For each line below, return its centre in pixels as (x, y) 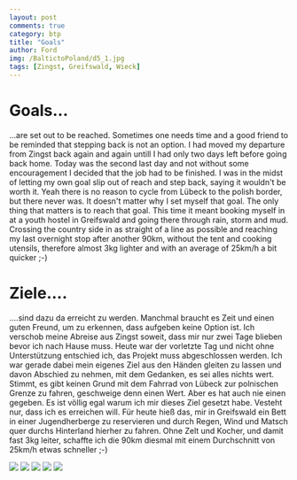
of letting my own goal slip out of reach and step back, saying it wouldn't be (148, 182)
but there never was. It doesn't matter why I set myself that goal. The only (144, 201)
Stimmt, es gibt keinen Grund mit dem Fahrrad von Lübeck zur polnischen (144, 383)
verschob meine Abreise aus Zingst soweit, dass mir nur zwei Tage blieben (146, 337)
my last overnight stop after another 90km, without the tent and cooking (141, 238)
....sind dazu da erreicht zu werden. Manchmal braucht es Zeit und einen (142, 317)
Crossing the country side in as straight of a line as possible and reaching (143, 229)
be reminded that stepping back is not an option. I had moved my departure (147, 144)
